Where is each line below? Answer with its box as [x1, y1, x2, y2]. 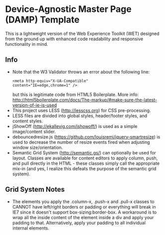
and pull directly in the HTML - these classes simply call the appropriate [12, 160, 160, 166]
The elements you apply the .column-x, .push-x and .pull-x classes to [12, 198, 155, 205]
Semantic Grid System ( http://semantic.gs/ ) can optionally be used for [12, 149, 157, 155]
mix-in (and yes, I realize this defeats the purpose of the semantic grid [12, 165, 157, 171]
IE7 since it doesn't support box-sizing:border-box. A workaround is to [12, 209, 157, 215]
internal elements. [12, 225, 50, 231]
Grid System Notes [5, 185, 65, 194]
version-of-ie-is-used [12, 102, 57, 108]
